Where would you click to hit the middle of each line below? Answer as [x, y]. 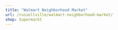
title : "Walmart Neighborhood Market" [46, 10]
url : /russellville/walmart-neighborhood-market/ [59, 15]
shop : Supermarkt [24, 19]
